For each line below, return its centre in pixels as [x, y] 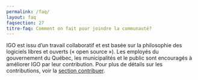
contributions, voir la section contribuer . [56, 71]
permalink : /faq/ [28, 12]
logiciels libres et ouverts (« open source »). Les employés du [83, 52]
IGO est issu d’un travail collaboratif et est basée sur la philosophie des [94, 45]
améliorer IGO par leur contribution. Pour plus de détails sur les [85, 64]
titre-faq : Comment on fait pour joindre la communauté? [79, 28]
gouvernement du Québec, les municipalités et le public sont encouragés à [99, 58]
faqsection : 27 [25, 23]
